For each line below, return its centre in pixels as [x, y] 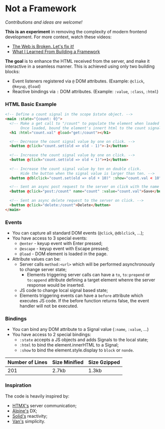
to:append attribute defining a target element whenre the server [91, 280]
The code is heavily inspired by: [37, 396]
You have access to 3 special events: [50, 238]
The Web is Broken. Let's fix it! [43, 46]
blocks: [13, 71]
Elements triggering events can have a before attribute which [81, 295]
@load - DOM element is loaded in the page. [64, 254]
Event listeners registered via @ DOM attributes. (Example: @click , [78, 81]
